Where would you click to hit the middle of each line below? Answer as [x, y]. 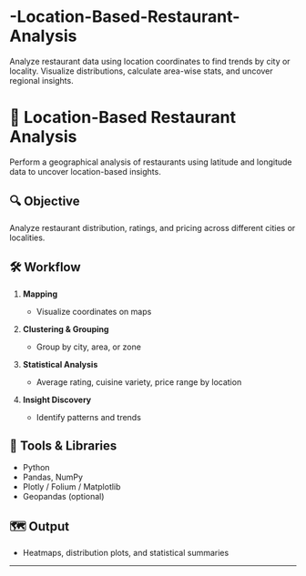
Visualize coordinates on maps [94, 311]
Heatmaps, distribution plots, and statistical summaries [126, 553]
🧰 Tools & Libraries [63, 445]
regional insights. [42, 80]
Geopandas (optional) [63, 497]
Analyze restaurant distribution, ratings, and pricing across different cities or [153, 227]
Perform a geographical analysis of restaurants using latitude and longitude [151, 162]
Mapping [40, 294]
